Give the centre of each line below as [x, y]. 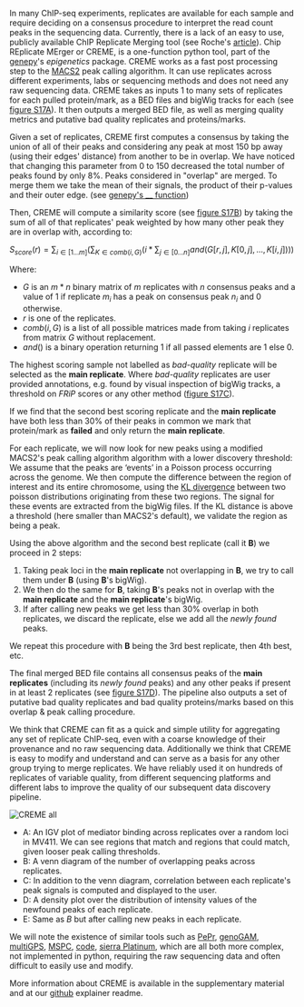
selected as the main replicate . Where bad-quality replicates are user [140, 374]
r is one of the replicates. [69, 318]
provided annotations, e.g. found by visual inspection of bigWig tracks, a [145, 384]
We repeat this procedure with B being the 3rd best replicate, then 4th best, [151, 645]
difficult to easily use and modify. [72, 965]
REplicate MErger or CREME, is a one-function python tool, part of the [140, 52]
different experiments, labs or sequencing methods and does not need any [149, 80]
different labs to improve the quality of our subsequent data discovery [140, 787]
